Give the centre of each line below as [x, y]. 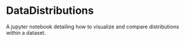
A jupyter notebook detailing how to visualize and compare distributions [93, 27]
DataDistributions [50, 11]
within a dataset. [26, 32]
